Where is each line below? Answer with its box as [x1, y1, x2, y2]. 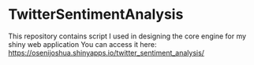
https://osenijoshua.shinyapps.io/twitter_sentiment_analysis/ [8, 48, 205, 57]
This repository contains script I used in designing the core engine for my [8, 31, 247, 41]
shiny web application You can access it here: [8, 39, 157, 49]
